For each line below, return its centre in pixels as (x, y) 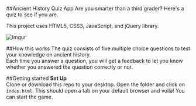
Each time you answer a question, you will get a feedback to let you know (94, 61)
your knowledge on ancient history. (49, 54)
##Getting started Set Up (37, 78)
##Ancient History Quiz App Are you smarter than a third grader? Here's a (95, 8)
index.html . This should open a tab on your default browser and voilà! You (96, 91)
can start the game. (30, 97)
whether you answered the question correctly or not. (70, 67)
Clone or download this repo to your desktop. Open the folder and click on (96, 84)
